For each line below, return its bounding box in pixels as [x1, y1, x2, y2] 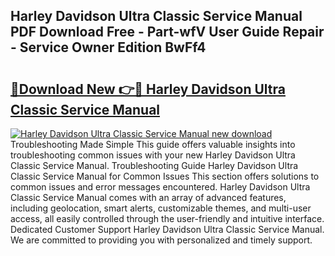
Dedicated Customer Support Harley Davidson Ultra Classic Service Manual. [10, 224, 325, 235]
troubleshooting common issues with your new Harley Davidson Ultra [10, 149, 296, 161]
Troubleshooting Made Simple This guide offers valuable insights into [10, 139, 296, 150]
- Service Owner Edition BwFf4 [10, 39, 207, 56]
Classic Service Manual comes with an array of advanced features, [10, 192, 287, 203]
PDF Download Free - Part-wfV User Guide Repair [10, 24, 325, 41]
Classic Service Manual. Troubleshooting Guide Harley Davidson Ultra [10, 160, 299, 171]
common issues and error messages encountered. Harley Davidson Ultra [10, 181, 311, 193]
